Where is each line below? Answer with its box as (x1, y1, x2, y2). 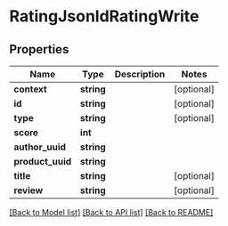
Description (114, 69, 166, 80)
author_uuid (13, 141, 67, 153)
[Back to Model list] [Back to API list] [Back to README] (9, 207, 214, 217)
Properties (9, 42, 69, 57)
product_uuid (13, 156, 72, 167)
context (13, 83, 47, 95)
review (13, 184, 44, 197)
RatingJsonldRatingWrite (9, 6, 199, 27)
